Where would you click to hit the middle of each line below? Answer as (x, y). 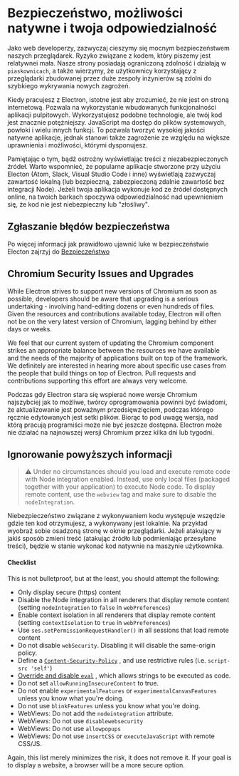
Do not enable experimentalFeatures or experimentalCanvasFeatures (117, 690)
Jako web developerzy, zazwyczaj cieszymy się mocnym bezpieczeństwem (118, 48)
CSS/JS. (30, 743)
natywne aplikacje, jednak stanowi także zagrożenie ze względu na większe (118, 138)
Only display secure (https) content (69, 592)
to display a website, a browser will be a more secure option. (96, 765)
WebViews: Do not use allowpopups (69, 728)
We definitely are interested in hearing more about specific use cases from (117, 366)
